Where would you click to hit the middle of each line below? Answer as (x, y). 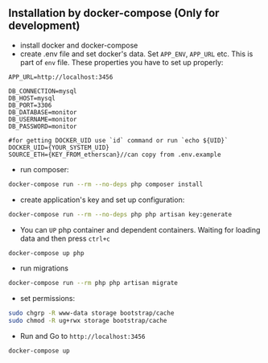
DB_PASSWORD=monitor (43, 126)
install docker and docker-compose (79, 45)
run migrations (44, 268)
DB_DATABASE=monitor (43, 112)
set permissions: (47, 299)
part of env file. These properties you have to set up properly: (122, 62)
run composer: (45, 169)
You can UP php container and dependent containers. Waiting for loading (140, 229)
